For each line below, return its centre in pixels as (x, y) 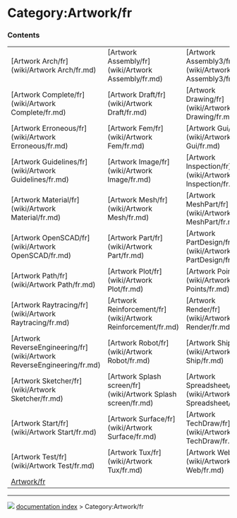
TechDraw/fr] (208, 423)
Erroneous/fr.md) (39, 146)
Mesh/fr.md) (128, 218)
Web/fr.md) (205, 470)
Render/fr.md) (209, 327)
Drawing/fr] (205, 99)
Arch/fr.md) (77, 70)
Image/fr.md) (129, 179)
